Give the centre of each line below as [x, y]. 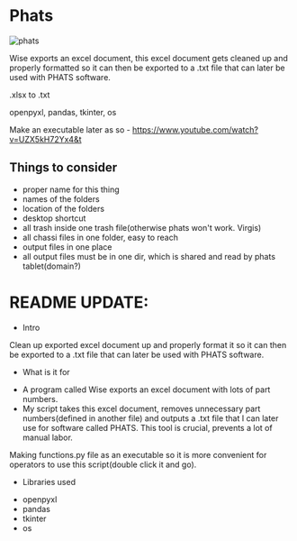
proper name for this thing [71, 189]
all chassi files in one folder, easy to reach [100, 237]
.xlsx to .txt [30, 95]
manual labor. [48, 437]
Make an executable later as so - [70, 129]
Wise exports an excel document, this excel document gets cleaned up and [148, 58]
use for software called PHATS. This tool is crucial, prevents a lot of [147, 427]
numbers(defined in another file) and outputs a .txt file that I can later [150, 418]
